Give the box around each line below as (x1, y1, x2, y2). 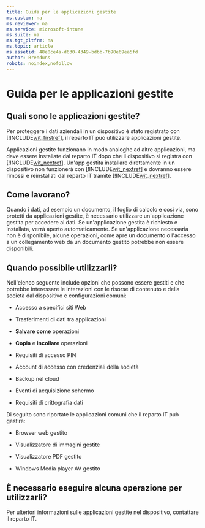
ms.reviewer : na (6, 20, 48, 26)
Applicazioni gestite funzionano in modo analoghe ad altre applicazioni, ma (6, 145, 196, 153)
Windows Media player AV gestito (15, 465, 101, 472)
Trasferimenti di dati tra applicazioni (15, 316, 106, 323)
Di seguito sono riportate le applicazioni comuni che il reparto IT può (6, 411, 179, 418)
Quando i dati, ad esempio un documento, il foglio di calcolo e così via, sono (6, 206, 199, 213)
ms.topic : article (6, 44, 53, 50)
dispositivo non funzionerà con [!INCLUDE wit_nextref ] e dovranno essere (6, 165, 192, 172)
